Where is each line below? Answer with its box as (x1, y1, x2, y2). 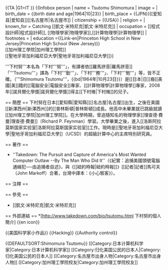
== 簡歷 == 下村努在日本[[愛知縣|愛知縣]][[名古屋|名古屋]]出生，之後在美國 (5, 100, 160, 105)
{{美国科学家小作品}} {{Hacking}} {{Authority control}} (5, 230, 118, 236)
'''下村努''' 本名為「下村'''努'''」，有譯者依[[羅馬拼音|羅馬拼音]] (5, 63, 133, 69)
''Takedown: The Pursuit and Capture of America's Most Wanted (12, 151, 147, 157)
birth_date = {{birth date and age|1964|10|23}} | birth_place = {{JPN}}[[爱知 (5, 11, 162, 17)
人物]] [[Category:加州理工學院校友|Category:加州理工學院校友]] (5, 259, 138, 265)
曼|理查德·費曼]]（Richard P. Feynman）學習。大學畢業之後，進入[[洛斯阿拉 (5, 118, 161, 124)
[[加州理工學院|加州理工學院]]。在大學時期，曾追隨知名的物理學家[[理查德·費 (5, 112, 163, 118)
